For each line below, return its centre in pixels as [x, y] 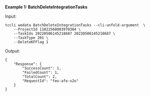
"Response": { [28, 64]
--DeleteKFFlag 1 [31, 42]
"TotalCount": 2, [40, 77]
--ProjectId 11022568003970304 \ [47, 29]
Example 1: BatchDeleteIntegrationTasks [46, 7]
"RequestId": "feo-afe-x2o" [50, 81]
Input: [11, 16]
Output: [13, 51]
